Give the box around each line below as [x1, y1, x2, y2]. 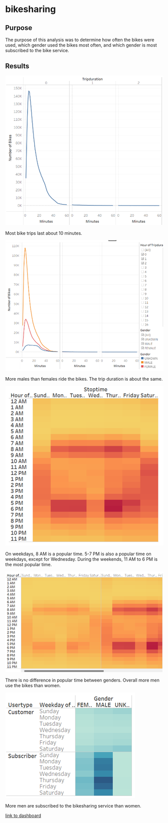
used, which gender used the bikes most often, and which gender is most [5, 42, 157, 48]
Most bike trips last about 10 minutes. [5, 230, 83, 236]
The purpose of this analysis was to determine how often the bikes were [5, 37, 154, 43]
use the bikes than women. [5, 682, 61, 688]
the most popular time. [5, 561, 52, 567]
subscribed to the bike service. [5, 48, 69, 53]
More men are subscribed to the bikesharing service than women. [5, 802, 141, 808]
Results [5, 62, 30, 71]
